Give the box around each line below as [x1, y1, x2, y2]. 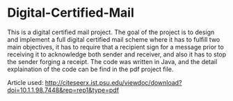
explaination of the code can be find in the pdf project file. [7, 65, 174, 73]
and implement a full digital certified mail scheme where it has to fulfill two [7, 35, 220, 43]
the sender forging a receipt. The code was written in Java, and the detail [7, 57, 218, 65]
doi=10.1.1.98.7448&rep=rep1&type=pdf [7, 86, 120, 94]
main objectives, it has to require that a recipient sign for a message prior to [7, 42, 224, 51]
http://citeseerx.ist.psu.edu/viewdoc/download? [45, 78, 182, 86]
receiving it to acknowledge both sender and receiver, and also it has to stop [7, 50, 227, 59]
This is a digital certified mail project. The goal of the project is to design [7, 28, 215, 36]
